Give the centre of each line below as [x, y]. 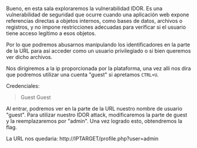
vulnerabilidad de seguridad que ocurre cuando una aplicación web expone [98, 15]
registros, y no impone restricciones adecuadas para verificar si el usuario [96, 27]
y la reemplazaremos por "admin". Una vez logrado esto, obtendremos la [94, 121]
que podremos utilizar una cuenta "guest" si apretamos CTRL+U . [82, 75]
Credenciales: [23, 86]
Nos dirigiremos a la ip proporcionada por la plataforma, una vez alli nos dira [98, 68]
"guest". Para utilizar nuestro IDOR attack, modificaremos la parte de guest [97, 115]
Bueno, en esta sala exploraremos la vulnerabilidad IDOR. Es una [84, 8]
